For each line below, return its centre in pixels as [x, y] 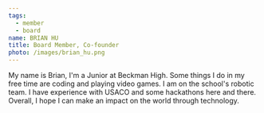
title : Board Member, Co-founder [64, 45]
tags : [17, 16]
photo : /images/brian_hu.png [57, 53]
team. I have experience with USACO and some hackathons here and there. [132, 92]
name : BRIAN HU [33, 38]
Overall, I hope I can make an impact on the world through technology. [124, 101]
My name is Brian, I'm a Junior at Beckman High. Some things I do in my [126, 75]
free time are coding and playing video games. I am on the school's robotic [131, 84]
